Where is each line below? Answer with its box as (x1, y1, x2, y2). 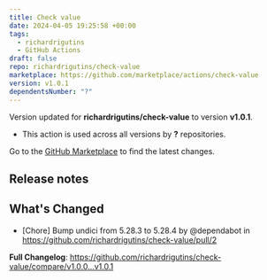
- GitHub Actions (17, 46, 81, 55)
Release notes (9, 171, 89, 186)
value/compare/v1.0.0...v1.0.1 (9, 261, 114, 271)
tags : (9, 29, 29, 38)
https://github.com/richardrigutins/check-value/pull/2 (21, 234, 217, 245)
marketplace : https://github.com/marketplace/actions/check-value (9, 71, 259, 80)
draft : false (9, 54, 57, 63)
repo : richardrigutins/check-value (9, 63, 141, 72)
